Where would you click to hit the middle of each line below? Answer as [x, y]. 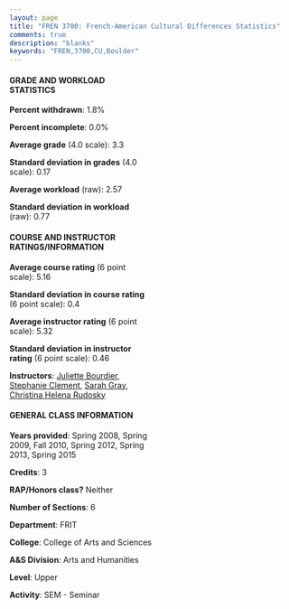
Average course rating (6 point [68, 267]
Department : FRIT [43, 524]
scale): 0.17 [30, 172]
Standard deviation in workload [70, 207]
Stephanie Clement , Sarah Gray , [69, 385]
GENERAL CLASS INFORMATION [71, 416]
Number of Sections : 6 [53, 507]
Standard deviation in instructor [70, 348]
